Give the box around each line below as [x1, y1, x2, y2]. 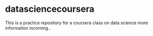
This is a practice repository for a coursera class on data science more [5, 20, 149, 26]
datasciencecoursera [5, 3, 94, 15]
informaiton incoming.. [5, 25, 51, 31]
